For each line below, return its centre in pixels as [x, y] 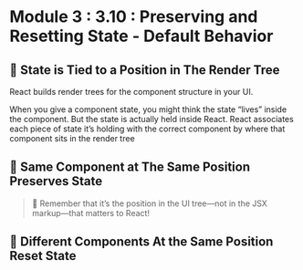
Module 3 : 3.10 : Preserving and [134, 17]
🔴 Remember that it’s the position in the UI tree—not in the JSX [149, 203]
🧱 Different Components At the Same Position [141, 242]
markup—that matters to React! [91, 213]
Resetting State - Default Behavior [141, 36]
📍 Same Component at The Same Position [130, 167]
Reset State [43, 256]
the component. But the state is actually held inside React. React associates [151, 119]
